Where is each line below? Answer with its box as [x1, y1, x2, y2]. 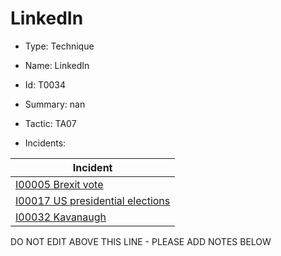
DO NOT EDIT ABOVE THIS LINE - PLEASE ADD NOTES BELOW [10, 235, 272, 247]
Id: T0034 [24, 78, 67, 91]
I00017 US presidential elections [15, 193, 171, 207]
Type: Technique [24, 40, 95, 52]
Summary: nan [24, 98, 86, 110]
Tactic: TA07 [24, 117, 77, 129]
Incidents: [24, 137, 67, 149]
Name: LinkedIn [24, 59, 90, 71]
